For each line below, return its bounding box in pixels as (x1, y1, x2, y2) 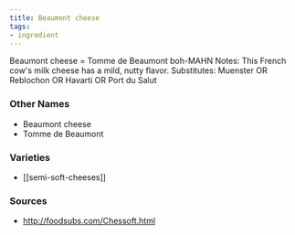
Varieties (9, 151, 50, 164)
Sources (9, 194, 47, 207)
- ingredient (9, 30, 59, 39)
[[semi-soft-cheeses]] (22, 171, 107, 183)
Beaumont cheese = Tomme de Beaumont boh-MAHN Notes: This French (9, 56, 287, 67)
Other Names (9, 98, 70, 111)
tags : (9, 22, 30, 31)
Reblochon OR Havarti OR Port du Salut (9, 75, 157, 86)
